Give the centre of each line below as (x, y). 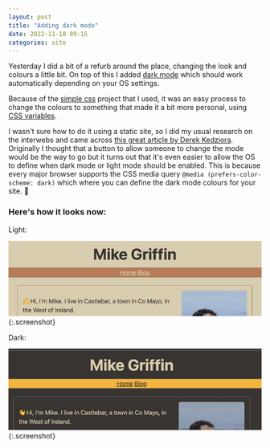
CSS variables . (33, 116)
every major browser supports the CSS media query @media (106, 174)
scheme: (21, 183)
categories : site (37, 43)
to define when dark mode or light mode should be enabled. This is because (135, 165)
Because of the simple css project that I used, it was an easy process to (127, 99)
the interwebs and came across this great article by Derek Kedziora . (121, 140)
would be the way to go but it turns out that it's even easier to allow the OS (132, 157)
